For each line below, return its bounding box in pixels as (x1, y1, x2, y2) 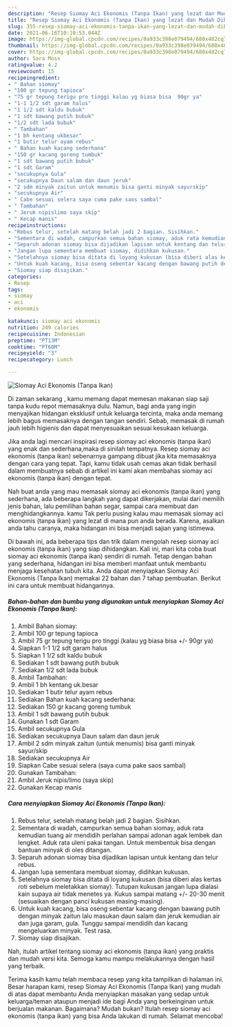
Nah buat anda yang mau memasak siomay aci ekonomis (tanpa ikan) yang (8, 487, 221, 496)
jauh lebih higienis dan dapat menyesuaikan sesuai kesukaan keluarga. (8, 424, 209, 432)
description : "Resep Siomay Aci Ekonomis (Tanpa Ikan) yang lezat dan (8, 10, 215, 17)
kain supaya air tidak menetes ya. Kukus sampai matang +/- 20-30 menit (17, 890, 225, 898)
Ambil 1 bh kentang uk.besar (17, 681, 98, 689)
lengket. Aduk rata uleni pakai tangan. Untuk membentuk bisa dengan (17, 838, 216, 846)
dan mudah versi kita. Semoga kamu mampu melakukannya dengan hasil (8, 954, 215, 963)
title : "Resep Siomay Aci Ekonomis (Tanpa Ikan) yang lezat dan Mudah (8, 17, 215, 23)
